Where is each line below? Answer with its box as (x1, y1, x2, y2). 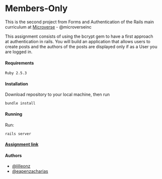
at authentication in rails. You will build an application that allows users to (5, 38, 151, 44)
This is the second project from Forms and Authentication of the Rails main (5, 19, 154, 25)
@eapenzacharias (12, 168, 48, 174)
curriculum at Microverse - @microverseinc (5, 24, 92, 30)
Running (5, 111, 23, 117)
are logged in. (5, 49, 33, 55)
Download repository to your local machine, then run (5, 91, 110, 97)
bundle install (5, 101, 36, 106)
